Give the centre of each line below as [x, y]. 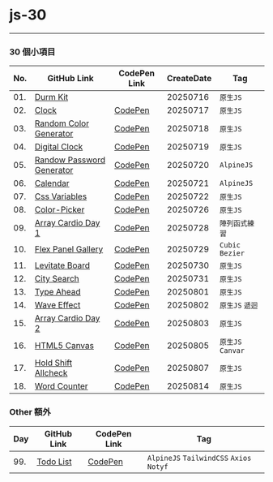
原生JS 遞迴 [239, 306]
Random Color [62, 123]
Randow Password [70, 160]
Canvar [232, 351]
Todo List [54, 462]
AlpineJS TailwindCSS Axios [199, 458]
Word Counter [61, 386]
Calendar [52, 183]
